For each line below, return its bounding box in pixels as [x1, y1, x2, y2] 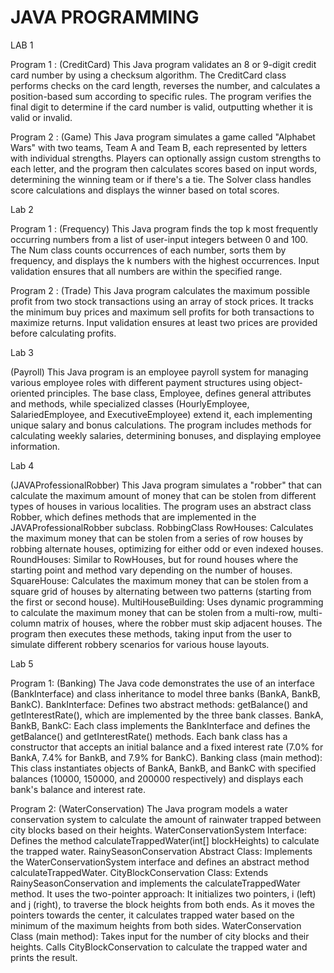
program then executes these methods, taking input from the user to [10, 627, 292, 640]
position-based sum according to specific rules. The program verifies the [10, 90, 312, 102]
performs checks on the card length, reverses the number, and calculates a [10, 79, 321, 91]
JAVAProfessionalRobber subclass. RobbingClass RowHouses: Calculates [10, 521, 314, 533]
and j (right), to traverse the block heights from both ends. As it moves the [10, 898, 315, 910]
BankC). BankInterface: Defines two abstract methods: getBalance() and [10, 698, 308, 710]
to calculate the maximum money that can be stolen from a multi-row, [10, 606, 297, 618]
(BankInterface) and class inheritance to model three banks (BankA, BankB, [10, 687, 321, 700]
